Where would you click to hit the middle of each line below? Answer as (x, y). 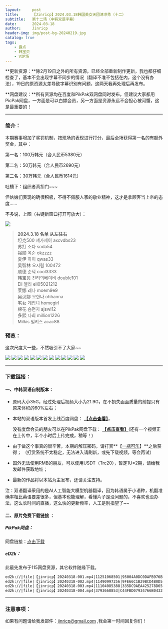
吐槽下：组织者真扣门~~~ (31, 186)
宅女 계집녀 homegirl (38, 303)
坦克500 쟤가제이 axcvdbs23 (46, 240)
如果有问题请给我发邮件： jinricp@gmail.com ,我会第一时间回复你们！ (76, 621)
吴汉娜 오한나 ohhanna (40, 296)
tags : (11, 43)
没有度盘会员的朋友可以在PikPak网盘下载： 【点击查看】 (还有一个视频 (84, 429)
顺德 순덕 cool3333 (37, 271)
